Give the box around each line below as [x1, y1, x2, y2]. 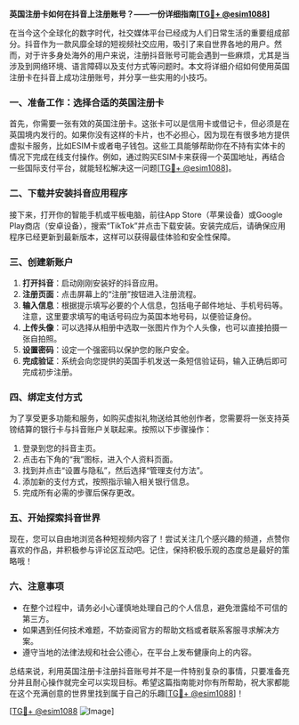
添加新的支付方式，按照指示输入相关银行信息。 [21, 476, 194, 487]
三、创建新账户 [9, 255, 74, 268]
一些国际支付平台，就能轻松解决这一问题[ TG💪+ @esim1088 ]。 [9, 163, 237, 173]
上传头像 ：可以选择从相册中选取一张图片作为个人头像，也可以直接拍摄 [21, 322, 280, 333]
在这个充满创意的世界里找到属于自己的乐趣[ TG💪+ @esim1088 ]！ [9, 688, 245, 698]
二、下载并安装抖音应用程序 [9, 187, 128, 199]
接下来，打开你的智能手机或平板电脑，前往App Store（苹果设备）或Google [9, 209, 283, 220]
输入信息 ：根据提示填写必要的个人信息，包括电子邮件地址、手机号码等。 [21, 300, 287, 310]
